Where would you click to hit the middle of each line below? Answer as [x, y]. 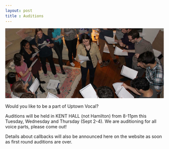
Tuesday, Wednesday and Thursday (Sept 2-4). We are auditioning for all [81, 121]
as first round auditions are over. [39, 141]
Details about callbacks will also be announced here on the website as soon [84, 136]
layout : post [19, 11]
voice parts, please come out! [36, 126]
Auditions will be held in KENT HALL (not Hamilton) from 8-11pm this [76, 116]
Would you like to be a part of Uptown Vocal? [52, 106]
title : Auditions [24, 16]
